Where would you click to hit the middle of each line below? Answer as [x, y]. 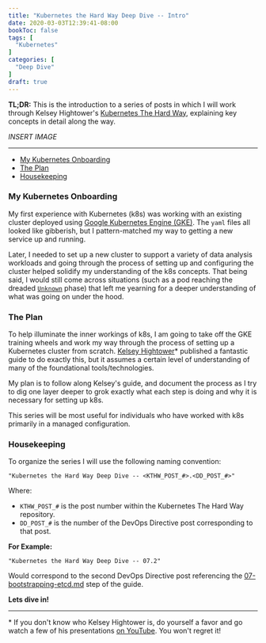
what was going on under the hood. [66, 296]
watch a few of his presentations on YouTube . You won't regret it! [115, 631]
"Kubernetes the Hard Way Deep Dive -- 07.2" [84, 561]
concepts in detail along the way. [62, 121]
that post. [35, 531]
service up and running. [47, 239]
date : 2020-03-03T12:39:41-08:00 [63, 23]
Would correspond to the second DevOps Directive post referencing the [125, 576]
